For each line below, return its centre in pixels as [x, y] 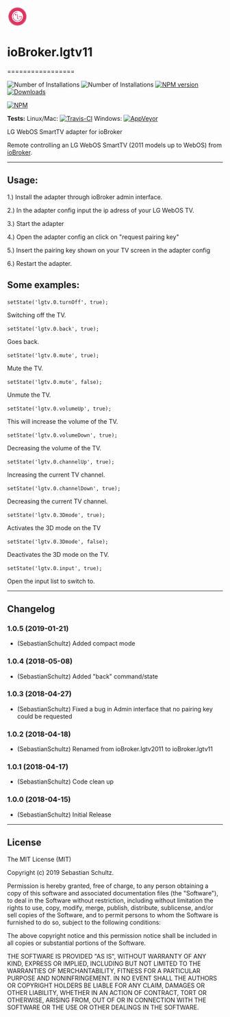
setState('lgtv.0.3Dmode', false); [58, 542]
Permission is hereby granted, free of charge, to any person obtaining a [108, 886]
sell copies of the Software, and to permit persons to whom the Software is [113, 915]
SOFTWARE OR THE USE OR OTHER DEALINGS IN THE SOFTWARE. [103, 1007]
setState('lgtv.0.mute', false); [55, 382]
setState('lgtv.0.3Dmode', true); [56, 515]
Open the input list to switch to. [51, 581]
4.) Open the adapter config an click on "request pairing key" [93, 237]
